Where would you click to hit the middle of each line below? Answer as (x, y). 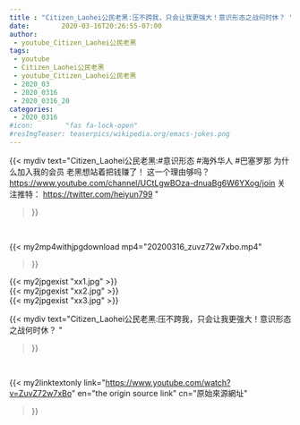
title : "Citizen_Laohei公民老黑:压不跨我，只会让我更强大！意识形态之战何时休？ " (151, 17)
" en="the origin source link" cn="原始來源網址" (159, 393)
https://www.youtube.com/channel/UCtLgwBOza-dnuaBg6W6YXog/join (142, 183)
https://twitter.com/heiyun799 (98, 194)
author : (24, 34)
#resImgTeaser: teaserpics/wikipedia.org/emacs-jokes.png (120, 134)
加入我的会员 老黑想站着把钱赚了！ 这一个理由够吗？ (113, 172)
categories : (31, 109)
